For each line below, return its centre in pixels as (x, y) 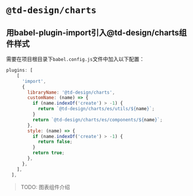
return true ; (49, 153)
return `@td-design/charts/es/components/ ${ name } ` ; (97, 120)
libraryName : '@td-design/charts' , (71, 92)
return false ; (55, 142)
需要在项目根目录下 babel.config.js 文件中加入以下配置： (75, 59)
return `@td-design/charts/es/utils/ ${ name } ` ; (96, 109)
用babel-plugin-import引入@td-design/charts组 (96, 32)
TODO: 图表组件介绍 (45, 187)
